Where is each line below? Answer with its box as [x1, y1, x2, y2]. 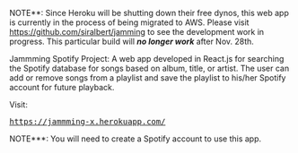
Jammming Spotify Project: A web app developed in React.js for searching [9, 54, 285, 64]
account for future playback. [9, 82, 115, 92]
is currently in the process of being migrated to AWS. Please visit [9, 17, 250, 28]
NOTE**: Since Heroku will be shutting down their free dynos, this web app [9, 8, 289, 18]
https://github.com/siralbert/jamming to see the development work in [9, 27, 265, 37]
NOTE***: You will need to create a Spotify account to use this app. [9, 133, 262, 144]
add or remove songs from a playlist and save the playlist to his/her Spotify [9, 72, 286, 83]
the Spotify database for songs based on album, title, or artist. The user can [9, 63, 290, 73]
